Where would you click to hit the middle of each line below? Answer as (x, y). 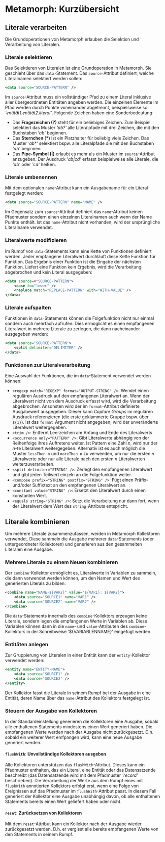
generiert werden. (23, 743)
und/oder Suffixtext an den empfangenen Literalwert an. (69, 485)
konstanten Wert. (30, 496)
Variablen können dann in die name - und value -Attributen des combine (75, 626)
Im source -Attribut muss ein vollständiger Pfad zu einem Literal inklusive (78, 97)
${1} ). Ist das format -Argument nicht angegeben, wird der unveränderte (85, 422)
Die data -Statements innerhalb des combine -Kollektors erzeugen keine (76, 616)
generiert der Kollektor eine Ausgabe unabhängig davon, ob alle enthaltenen (82, 797)
